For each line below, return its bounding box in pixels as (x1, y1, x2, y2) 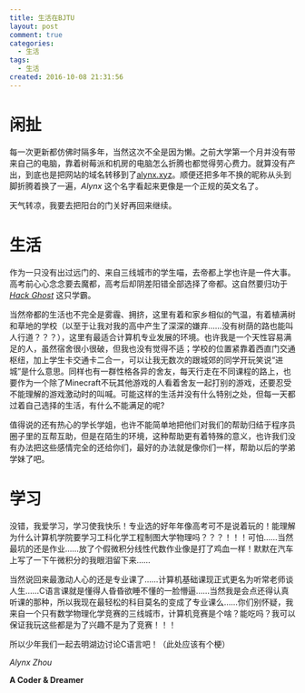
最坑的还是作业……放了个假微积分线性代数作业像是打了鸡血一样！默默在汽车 (9, 543, 294, 554)
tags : (9, 55, 30, 65)
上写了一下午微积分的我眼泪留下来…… (9, 554, 152, 565)
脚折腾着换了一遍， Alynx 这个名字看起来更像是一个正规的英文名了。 (9, 180, 263, 191)
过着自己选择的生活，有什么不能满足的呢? (9, 399, 165, 410)
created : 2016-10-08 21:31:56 (9, 73, 124, 82)
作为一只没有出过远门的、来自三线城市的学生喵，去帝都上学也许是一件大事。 (9, 266, 296, 277)
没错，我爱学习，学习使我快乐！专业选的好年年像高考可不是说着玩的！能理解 (9, 520, 296, 531)
